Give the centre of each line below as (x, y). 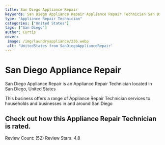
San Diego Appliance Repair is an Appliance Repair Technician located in (79, 83)
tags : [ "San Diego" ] (26, 28)
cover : (12, 37)
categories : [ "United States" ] (37, 23)
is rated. (18, 126)
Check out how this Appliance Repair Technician (81, 118)
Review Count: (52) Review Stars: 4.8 (43, 138)
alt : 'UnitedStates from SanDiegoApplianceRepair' (60, 46)
